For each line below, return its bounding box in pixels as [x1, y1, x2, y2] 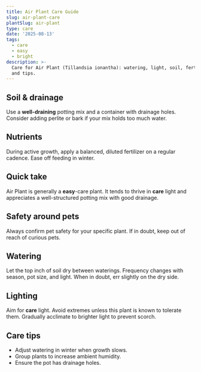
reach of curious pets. [6, 233, 61, 241]
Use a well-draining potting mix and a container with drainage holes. [6, 109, 176, 116]
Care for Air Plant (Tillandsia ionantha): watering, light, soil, [11, 64, 184, 71]
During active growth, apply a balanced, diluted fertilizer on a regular [6, 148, 176, 155]
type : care [6, 25, 33, 32]
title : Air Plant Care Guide [6, 8, 79, 15]
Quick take [6, 172, 47, 182]
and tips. [11, 70, 36, 76]
